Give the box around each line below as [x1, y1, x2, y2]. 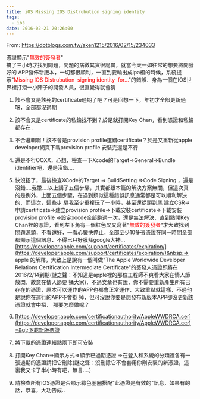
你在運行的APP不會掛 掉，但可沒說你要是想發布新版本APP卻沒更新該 [25, 294, 193, 301]
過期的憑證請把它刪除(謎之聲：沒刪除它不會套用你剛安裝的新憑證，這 [20, 359, 189, 366]
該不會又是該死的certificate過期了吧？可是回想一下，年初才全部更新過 [14, 96, 186, 104]
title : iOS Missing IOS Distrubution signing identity [6, 8, 145, 15]
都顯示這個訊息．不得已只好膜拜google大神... [14, 236, 126, 244]
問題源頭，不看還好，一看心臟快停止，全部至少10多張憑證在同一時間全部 [14, 229, 193, 236]
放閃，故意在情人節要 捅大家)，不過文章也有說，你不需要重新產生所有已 [14, 279, 190, 286]
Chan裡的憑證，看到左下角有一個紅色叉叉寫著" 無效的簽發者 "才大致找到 [14, 222, 189, 229]
